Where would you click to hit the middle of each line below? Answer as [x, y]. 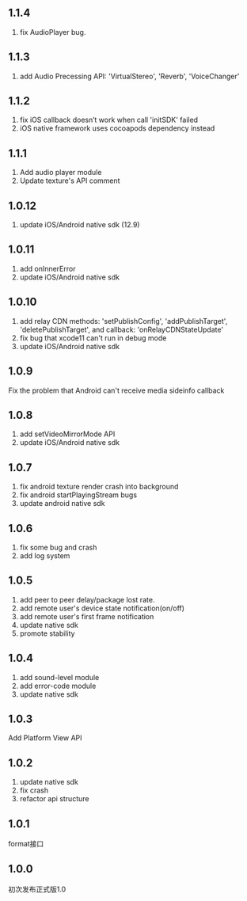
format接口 [26, 844]
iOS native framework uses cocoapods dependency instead [117, 128]
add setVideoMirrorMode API [67, 434]
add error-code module [58, 686]
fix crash [34, 790]
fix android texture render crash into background [99, 487]
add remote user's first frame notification [87, 616]
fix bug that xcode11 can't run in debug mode [93, 338]
